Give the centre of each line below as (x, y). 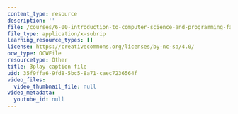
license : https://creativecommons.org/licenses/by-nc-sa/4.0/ (101, 47)
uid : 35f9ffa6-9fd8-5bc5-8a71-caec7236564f (73, 73)
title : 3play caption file (47, 67)
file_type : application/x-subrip (57, 34)
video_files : (27, 80)
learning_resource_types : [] (50, 40)
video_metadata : (31, 93)
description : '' (31, 21)
